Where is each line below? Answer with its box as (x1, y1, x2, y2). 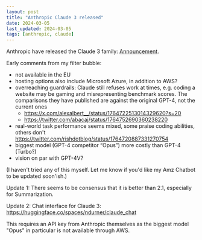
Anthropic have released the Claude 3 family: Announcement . (6, 48, 159, 55)
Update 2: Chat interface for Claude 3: (6, 203, 101, 210)
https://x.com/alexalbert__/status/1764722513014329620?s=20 (24, 110, 181, 117)
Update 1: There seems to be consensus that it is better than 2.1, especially (6, 185, 192, 192)
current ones (14, 103, 47, 110)
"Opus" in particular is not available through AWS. (6, 227, 130, 234)
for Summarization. (6, 191, 54, 198)
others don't (14, 129, 46, 136)
